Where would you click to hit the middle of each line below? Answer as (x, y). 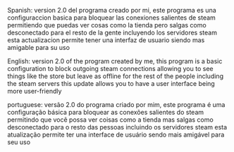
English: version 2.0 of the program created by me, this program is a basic (115, 61)
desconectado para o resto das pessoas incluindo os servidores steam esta (117, 127)
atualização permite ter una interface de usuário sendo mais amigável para (116, 134)
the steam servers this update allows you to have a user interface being (111, 83)
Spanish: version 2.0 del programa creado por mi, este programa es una (112, 10)
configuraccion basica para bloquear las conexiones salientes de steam (112, 18)
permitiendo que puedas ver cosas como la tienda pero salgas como (107, 25)
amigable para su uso (39, 47)
